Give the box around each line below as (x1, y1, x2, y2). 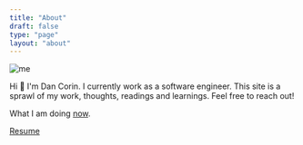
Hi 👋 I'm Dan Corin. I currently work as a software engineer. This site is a (9, 81, 281, 92)
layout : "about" (9, 38, 71, 48)
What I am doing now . (9, 108, 91, 119)
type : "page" (9, 30, 59, 39)
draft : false (9, 22, 59, 31)
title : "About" (9, 13, 67, 23)
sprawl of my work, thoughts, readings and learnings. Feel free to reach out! (9, 91, 295, 101)
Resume (9, 126, 41, 137)
